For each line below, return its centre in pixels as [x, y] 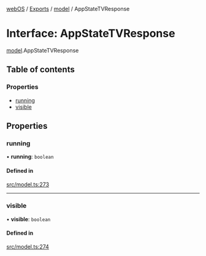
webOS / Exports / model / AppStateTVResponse [68, 9]
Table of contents [40, 70]
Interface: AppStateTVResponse [91, 34]
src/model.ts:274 [28, 247]
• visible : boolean [29, 219]
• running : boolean [30, 157]
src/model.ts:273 [28, 184]
